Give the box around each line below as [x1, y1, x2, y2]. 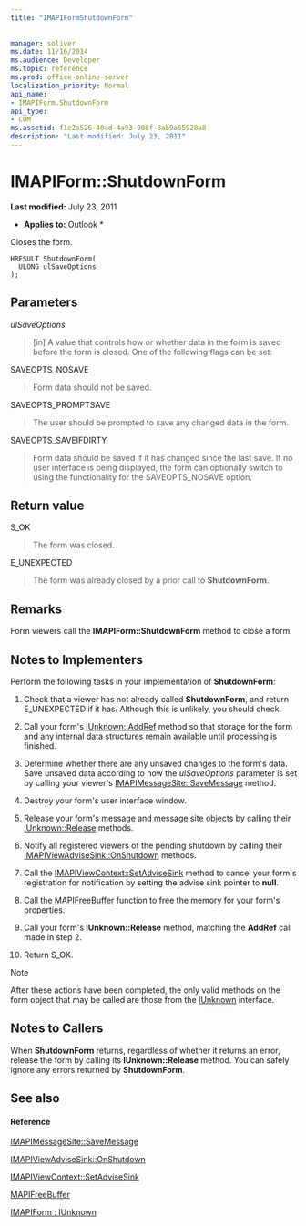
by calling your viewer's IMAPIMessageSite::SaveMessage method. [23, 778, 277, 789]
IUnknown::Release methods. [23, 822, 134, 833]
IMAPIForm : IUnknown [10, 1207, 97, 1218]
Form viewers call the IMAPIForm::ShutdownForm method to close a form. [10, 626, 292, 637]
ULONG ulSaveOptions [18, 261, 97, 271]
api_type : [10, 107, 48, 116]
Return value [10, 498, 85, 514]
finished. [23, 741, 57, 751]
